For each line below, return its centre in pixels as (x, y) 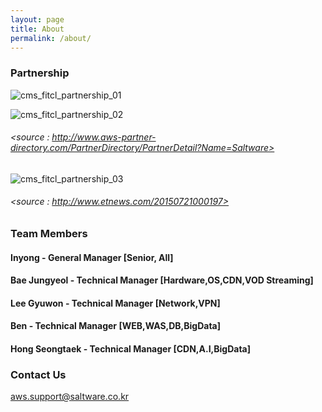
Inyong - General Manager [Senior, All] (92, 257)
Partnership (40, 73)
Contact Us (38, 374)
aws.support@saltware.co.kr (70, 397)
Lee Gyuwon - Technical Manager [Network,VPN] (115, 303)
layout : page (37, 19)
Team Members (49, 234)
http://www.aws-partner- (104, 137)
